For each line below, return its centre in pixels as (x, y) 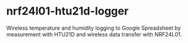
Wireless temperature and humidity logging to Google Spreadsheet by (94, 28)
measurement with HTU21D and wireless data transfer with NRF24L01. (94, 34)
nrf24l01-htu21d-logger (68, 11)
